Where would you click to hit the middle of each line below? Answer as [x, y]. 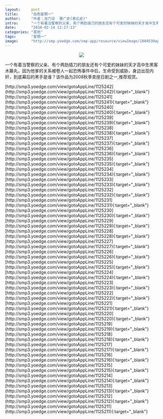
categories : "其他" [24, 32]
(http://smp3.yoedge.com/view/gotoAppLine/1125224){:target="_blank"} [77, 277]
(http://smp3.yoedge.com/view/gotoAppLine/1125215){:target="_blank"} [77, 370]
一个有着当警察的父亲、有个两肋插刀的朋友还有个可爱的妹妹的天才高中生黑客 [81, 65]
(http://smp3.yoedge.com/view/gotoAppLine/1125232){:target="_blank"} [77, 195]
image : [12, 41]
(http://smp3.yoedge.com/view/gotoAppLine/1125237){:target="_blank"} [77, 143]
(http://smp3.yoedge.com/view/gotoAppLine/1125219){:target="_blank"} [77, 329]
